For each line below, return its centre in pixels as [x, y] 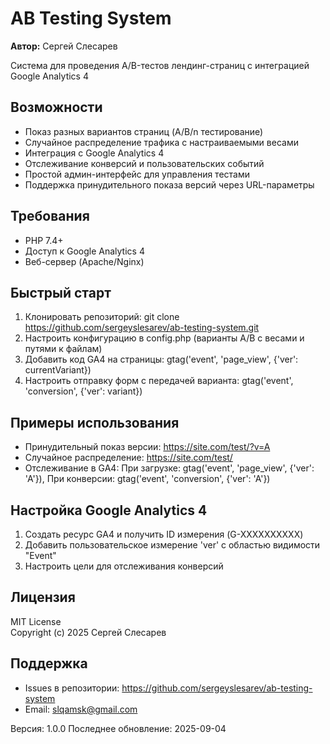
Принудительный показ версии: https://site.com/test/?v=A [147, 447]
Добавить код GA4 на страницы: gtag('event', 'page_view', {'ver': [161, 359]
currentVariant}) [58, 370]
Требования [50, 216]
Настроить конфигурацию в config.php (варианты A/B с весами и [164, 338]
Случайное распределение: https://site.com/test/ [128, 458]
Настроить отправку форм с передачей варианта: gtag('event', [159, 381]
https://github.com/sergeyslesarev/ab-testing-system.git [142, 328]
